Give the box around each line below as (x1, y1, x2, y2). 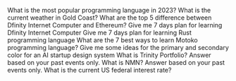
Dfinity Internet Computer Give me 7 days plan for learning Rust (7, 28, 192, 37)
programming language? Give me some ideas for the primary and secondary (7, 44, 229, 51)
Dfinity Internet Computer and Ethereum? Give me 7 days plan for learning (7, 21, 223, 29)
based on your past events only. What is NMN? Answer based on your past (7, 58, 225, 66)
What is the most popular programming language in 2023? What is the (7, 6, 211, 14)
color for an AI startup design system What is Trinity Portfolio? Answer (7, 51, 211, 59)
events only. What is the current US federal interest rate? (7, 66, 172, 74)
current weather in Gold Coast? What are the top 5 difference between (7, 13, 212, 22)
